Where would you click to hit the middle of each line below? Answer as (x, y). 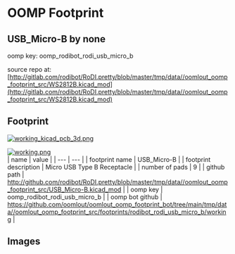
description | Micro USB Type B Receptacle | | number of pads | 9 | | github (116, 167)
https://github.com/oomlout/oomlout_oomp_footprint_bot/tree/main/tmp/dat (117, 204)
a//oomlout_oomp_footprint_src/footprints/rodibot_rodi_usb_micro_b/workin (117, 212)
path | (16, 174)
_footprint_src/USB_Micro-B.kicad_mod (64, 189)
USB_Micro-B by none (56, 39)
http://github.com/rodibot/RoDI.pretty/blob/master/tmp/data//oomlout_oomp (118, 182)
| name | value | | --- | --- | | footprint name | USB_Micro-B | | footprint (109, 159)
